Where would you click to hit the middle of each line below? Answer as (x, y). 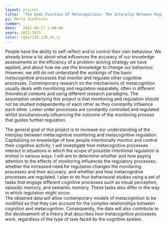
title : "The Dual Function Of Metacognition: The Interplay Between (79, 14)
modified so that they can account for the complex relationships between (80, 203)
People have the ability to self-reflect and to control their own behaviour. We (83, 51)
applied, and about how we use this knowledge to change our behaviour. (80, 67)
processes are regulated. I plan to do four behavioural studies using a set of (83, 177)
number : (13, 24)
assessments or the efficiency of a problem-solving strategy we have (76, 62)
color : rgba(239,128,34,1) (33, 38)
